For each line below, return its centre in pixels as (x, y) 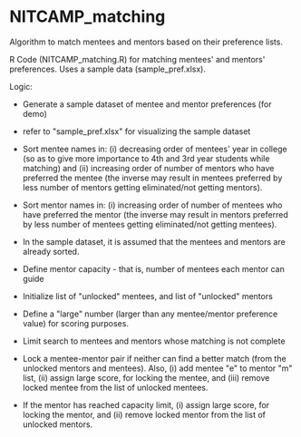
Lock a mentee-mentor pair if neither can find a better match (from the (155, 358)
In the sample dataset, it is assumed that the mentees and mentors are (154, 241)
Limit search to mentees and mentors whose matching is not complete (154, 341)
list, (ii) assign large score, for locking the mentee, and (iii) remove (146, 377)
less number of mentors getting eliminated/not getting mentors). (142, 187)
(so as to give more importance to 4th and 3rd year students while (146, 158)
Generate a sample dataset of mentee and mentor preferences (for (147, 104)
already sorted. (51, 251)
